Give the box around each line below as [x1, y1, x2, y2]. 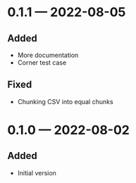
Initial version [17, 168, 56, 177]
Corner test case [17, 58, 67, 67]
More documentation [17, 51, 79, 59]
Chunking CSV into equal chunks [17, 97, 114, 106]
